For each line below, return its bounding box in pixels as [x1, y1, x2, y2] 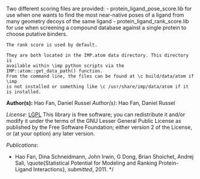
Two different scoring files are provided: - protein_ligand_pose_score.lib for [6, 5, 192, 12]
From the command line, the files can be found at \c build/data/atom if [6, 73, 195, 79]
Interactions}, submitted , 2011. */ [33, 166, 114, 172]
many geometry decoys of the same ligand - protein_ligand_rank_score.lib [6, 18, 189, 24]
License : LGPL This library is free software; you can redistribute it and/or [6, 111, 186, 118]
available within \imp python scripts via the [6, 63, 125, 69]
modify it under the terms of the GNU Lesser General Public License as [6, 118, 181, 124]
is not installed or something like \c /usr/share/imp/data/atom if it [6, 84, 189, 89]
